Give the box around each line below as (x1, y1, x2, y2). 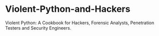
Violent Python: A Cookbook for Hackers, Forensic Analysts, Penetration (5, 20, 154, 26)
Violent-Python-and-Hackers (5, 3, 130, 15)
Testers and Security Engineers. (5, 25, 72, 31)
